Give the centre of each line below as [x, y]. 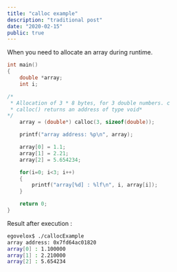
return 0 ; [34, 204]
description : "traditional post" [55, 20]
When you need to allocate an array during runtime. [80, 52]
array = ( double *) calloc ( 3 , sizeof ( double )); [87, 122]
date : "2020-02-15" [35, 26]
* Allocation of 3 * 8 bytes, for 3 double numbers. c [90, 103]
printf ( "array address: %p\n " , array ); [76, 135]
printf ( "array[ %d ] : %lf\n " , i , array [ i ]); [95, 185]
